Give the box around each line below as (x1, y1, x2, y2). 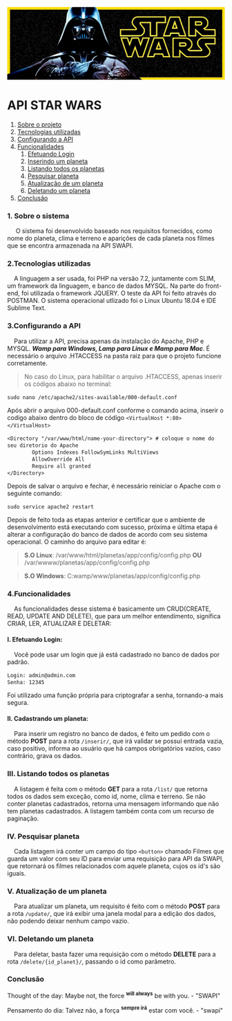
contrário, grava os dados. (7, 752, 83, 760)
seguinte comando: (7, 489, 62, 497)
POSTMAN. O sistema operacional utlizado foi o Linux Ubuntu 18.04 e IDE (7, 297, 217, 305)
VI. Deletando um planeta (7, 934, 95, 944)
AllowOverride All (32, 456, 85, 463)
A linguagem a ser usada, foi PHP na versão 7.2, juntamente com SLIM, (13, 275, 216, 283)
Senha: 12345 (7, 679, 45, 686)
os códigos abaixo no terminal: (23, 380, 112, 388)
